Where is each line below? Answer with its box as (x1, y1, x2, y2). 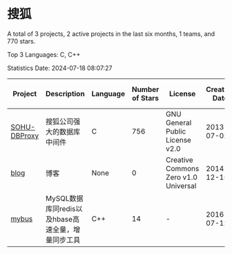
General (165, 118, 192, 127)
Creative (165, 155, 193, 165)
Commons (165, 163, 200, 173)
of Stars (132, 93, 159, 102)
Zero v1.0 (165, 172, 198, 182)
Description (45, 89, 85, 98)
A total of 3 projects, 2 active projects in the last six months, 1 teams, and (7, 29, 215, 38)
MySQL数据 (45, 193, 84, 203)
